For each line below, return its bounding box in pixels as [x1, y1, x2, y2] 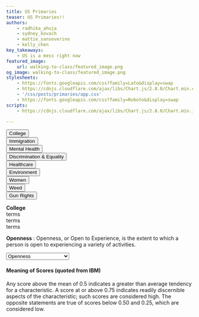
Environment [9, 169, 37, 175]
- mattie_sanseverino [17, 36, 70, 42]
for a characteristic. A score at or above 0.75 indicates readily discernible [6, 286, 185, 293]
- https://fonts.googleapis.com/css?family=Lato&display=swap [17, 81, 174, 87]
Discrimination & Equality [9, 153, 64, 160]
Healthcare [9, 161, 34, 168]
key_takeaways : [6, 47, 44, 53]
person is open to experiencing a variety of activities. [6, 241, 136, 248]
